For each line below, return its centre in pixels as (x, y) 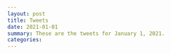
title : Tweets (28, 20)
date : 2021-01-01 (33, 27)
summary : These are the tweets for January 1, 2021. (86, 33)
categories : (25, 40)
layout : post (26, 14)
